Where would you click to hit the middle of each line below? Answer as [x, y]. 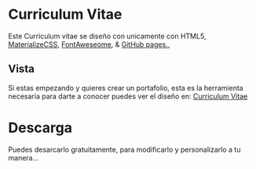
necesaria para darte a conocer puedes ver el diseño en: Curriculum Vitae [128, 96]
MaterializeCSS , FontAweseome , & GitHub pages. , [89, 44]
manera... [24, 157]
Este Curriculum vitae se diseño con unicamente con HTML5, [107, 36]
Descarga [40, 128]
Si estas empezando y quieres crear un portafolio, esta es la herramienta [126, 88]
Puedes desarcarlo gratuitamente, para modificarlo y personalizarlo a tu [124, 149]
